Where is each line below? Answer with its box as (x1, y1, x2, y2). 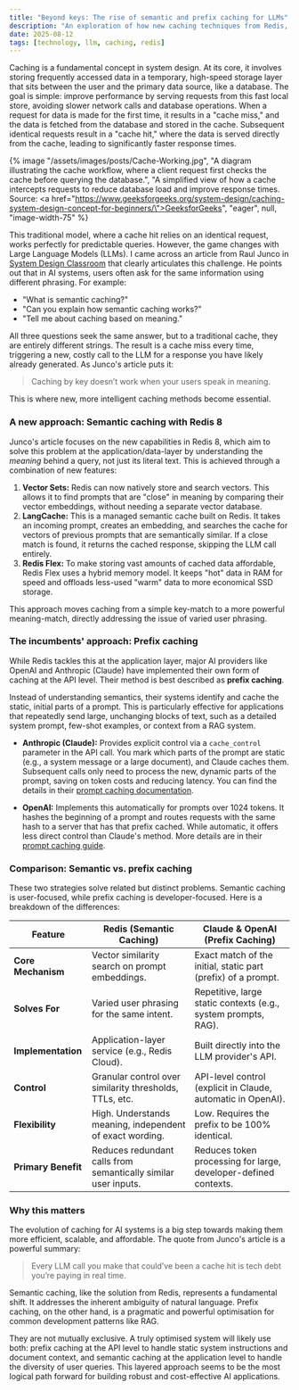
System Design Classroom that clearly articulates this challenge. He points (9, 258, 283, 269)
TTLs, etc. (92, 1093, 133, 1105)
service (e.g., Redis (92, 1045, 173, 1057)
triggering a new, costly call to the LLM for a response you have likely (9, 350, 264, 360)
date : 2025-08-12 (9, 29, 74, 38)
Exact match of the (194, 949, 273, 962)
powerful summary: (9, 1244, 81, 1254)
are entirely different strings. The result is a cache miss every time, (9, 340, 255, 351)
